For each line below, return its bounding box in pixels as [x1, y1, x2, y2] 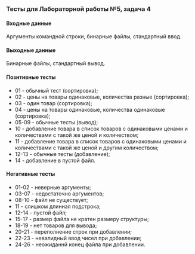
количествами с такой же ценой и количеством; [14, 131, 139, 139]
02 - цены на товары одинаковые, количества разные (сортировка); [14, 93, 190, 100]
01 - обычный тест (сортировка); [14, 87, 98, 94]
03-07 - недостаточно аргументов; [14, 190, 104, 197]
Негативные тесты [6, 170, 55, 178]
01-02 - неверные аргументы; [14, 183, 91, 191]
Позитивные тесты [6, 74, 56, 81]
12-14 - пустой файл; [14, 209, 67, 216]
